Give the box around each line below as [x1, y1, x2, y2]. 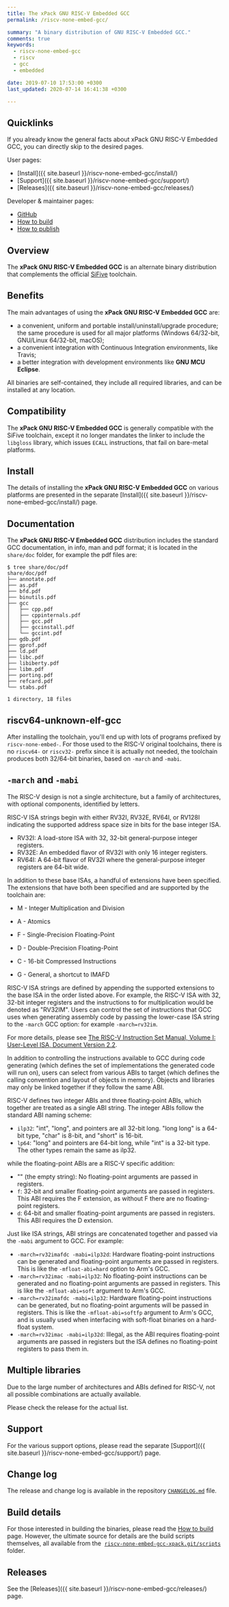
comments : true [7, 35, 51, 42]
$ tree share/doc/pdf [7, 564, 69, 571]
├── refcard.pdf [7, 678, 53, 685]
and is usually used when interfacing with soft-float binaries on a [16, 1315, 200, 1323]
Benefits [7, 290, 44, 302]
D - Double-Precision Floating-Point [16, 944, 118, 952]
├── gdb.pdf [7, 636, 41, 643]
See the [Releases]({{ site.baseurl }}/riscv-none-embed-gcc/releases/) [7, 1584, 207, 1593]
